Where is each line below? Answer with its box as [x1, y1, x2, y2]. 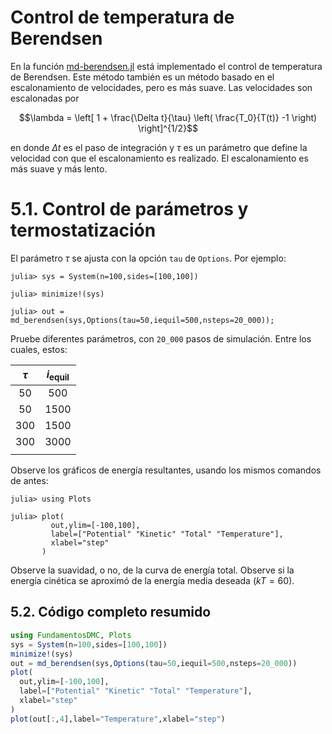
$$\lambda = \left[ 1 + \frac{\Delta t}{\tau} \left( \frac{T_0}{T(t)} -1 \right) [18, 111, 318, 123]
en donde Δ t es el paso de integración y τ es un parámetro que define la [10, 141, 308, 153]
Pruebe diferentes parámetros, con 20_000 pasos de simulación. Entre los [10, 332, 312, 345]
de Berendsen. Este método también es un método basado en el [10, 71, 275, 83]
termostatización [10, 219, 157, 242]
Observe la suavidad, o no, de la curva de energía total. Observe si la [10, 564, 295, 576]
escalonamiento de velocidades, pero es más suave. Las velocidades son [10, 81, 313, 93]
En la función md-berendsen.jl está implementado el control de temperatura [10, 60, 323, 72]
